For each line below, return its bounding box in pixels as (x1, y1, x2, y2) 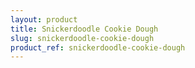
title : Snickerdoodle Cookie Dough (10, 24, 159, 34)
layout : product (10, 14, 78, 25)
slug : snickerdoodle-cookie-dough (10, 33, 155, 43)
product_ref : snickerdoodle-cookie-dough (10, 42, 186, 53)
